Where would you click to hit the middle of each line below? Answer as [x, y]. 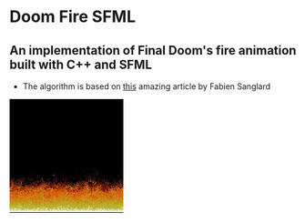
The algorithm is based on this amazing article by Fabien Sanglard [147, 86]
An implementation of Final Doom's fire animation [153, 50]
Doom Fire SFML [73, 17]
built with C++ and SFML [81, 64]
